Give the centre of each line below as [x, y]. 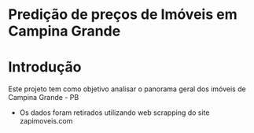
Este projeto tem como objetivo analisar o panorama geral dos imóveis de [127, 89]
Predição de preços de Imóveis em [123, 15]
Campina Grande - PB [44, 98]
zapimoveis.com [46, 121]
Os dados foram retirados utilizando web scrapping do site [114, 113]
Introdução [45, 67]
